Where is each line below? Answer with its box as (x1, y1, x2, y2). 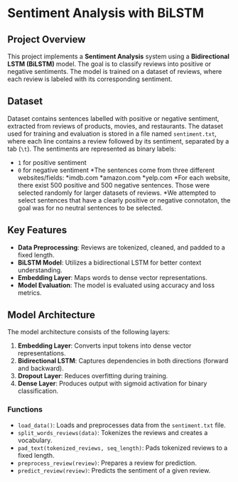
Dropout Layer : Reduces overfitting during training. (17, 372, 168, 380)
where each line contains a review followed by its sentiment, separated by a (7, 136, 229, 145)
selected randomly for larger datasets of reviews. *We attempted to (17, 188, 217, 197)
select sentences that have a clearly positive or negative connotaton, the (17, 196, 231, 204)
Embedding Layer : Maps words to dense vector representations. (17, 273, 207, 282)
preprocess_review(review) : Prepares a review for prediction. (17, 459, 198, 467)
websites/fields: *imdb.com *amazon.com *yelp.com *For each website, (17, 173, 231, 182)
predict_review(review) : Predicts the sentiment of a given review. (17, 466, 211, 474)
